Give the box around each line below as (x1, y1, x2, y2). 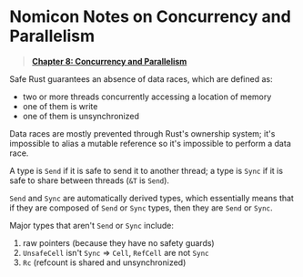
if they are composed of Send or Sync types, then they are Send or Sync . (9, 202, 273, 213)
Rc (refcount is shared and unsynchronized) (22, 257, 187, 268)
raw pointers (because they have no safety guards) (22, 237, 216, 248)
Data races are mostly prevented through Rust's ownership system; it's (9, 128, 276, 138)
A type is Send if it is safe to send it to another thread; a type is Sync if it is (9, 165, 284, 176)
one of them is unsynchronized (22, 110, 139, 121)
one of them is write (22, 100, 98, 111)
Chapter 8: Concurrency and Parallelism (31, 56, 187, 67)
